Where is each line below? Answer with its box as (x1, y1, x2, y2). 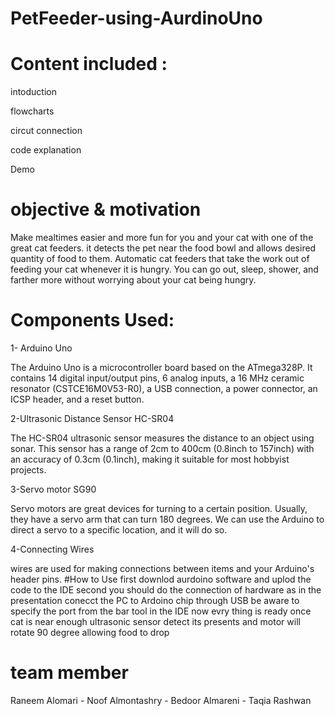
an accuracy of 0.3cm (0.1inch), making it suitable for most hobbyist (10, 453, 290, 465)
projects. (10, 464, 47, 476)
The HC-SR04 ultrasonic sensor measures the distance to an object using (10, 432, 315, 444)
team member (10, 662, 129, 684)
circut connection (10, 125, 83, 137)
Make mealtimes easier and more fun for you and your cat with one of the (10, 232, 314, 244)
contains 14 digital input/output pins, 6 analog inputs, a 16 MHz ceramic (10, 372, 305, 384)
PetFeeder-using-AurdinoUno (10, 7, 263, 30)
